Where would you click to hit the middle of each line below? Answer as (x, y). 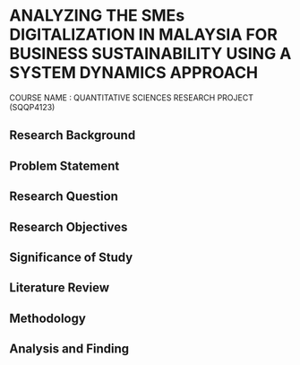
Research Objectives (69, 226)
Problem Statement (64, 165)
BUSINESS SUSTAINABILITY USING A (150, 54)
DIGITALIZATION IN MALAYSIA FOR (143, 35)
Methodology (48, 318)
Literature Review (60, 288)
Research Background (73, 135)
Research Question (64, 197)
